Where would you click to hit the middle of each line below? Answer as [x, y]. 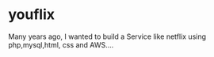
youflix [32, 15]
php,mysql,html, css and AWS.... [61, 44]
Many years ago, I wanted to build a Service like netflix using [107, 36]
